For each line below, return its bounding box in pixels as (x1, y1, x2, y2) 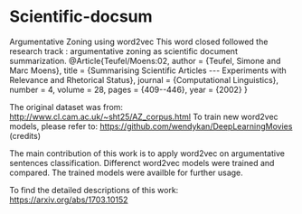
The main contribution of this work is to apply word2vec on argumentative (9, 147, 285, 159)
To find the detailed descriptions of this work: (9, 184, 179, 195)
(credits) (9, 130, 42, 141)
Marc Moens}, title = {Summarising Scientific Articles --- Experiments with (9, 65, 287, 76)
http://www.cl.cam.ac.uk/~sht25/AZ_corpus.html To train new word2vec (9, 111, 278, 122)
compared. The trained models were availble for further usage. (9, 167, 244, 178)
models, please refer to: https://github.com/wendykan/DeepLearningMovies (9, 120, 293, 132)
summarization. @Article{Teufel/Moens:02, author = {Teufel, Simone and (9, 55, 281, 66)
